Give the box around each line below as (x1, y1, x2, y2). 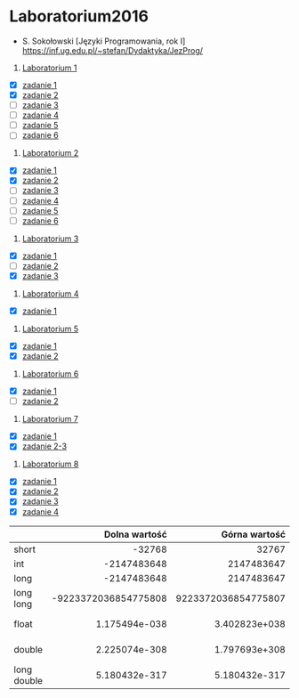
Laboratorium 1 (21, 62, 77, 73)
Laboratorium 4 (21, 288, 79, 299)
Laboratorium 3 (21, 233, 79, 244)
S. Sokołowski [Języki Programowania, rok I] (21, 36, 186, 46)
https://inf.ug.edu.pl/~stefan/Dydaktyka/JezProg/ (21, 45, 203, 55)
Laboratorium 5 (21, 323, 79, 334)
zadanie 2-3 (21, 441, 68, 451)
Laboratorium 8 (21, 459, 79, 469)
